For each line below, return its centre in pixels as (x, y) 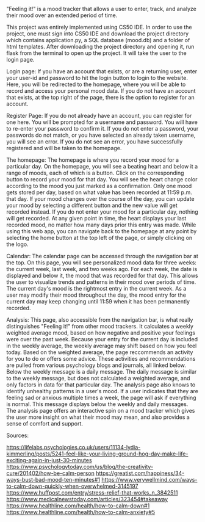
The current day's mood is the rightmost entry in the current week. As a (96, 288)
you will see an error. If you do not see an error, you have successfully (95, 142)
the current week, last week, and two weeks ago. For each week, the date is (102, 269)
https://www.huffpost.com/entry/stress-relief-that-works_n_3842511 (92, 493)
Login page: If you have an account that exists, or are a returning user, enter (102, 71)
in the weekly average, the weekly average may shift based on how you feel (102, 346)
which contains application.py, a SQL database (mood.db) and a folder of (98, 40)
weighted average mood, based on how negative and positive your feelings (101, 333)
